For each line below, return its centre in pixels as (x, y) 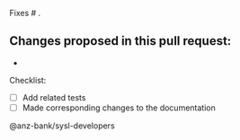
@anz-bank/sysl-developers (62, 126)
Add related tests (54, 97)
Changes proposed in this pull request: (120, 41)
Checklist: (28, 80)
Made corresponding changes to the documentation (119, 108)
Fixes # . (25, 13)
